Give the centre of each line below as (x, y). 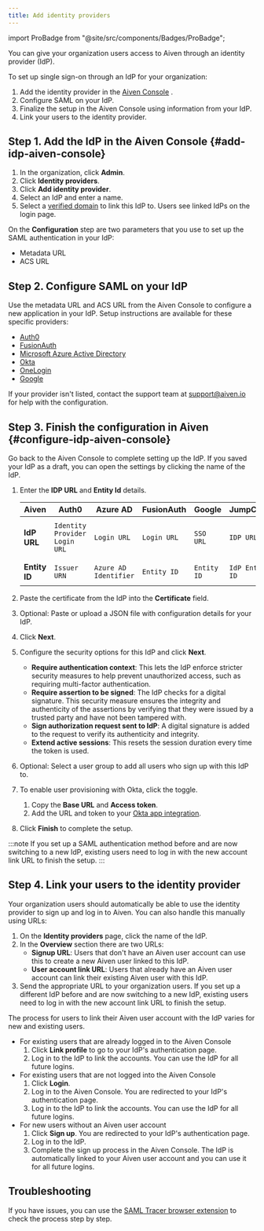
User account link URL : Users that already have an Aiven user (132, 969)
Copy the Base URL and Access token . (95, 805)
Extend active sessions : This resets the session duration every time (142, 742)
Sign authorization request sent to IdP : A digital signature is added (140, 726)
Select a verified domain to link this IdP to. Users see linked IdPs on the (134, 206)
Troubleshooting (50, 1191)
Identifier (114, 576)
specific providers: (38, 322)
